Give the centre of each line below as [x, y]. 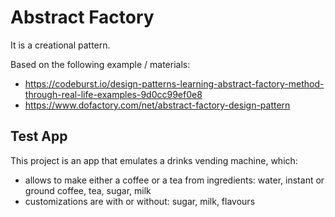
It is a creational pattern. [60, 45]
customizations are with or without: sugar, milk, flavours [140, 201]
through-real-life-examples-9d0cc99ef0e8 [113, 94]
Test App [39, 136]
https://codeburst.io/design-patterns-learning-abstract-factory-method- [174, 83]
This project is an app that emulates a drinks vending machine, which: [154, 160]
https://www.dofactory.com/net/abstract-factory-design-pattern [157, 105]
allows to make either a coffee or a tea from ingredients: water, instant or [174, 180]
